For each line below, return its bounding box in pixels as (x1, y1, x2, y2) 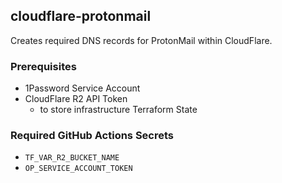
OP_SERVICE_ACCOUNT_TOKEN (24, 164, 133, 174)
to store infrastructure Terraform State (39, 104, 198, 116)
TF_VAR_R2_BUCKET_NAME (24, 153, 120, 163)
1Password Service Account (24, 82, 141, 94)
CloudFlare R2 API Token (24, 93, 128, 105)
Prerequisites (10, 59, 77, 73)
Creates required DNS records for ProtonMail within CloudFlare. (10, 34, 273, 46)
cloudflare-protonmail (10, 8, 152, 25)
